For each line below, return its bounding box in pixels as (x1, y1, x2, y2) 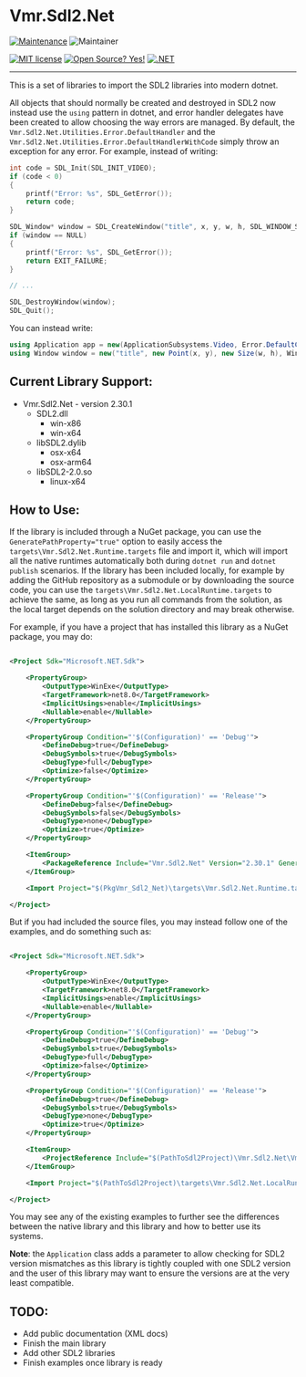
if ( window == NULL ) (9, 231, 88, 240)
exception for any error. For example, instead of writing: (9, 145, 219, 156)
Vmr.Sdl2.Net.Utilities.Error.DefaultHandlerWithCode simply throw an (9, 136, 280, 147)
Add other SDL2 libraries (22, 1348, 116, 1359)
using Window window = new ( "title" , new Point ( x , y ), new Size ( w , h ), (9, 349, 283, 358)
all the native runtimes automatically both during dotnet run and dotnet (9, 556, 276, 567)
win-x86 (49, 417, 82, 429)
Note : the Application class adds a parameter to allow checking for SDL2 (9, 1248, 285, 1259)
